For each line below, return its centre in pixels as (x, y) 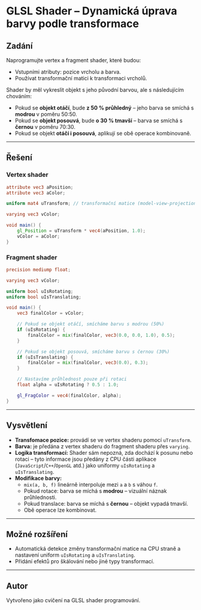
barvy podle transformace (73, 24)
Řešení (19, 158)
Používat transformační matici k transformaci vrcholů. (81, 78)
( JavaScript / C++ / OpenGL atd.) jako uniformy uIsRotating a (85, 465)
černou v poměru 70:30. (45, 127)
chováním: (19, 96)
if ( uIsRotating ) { (41, 330)
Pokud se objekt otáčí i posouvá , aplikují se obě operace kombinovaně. (103, 133)
